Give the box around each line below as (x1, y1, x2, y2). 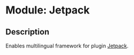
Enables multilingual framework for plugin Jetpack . (5, 42, 129, 49)
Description (5, 27, 49, 37)
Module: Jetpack (5, 4, 90, 17)
